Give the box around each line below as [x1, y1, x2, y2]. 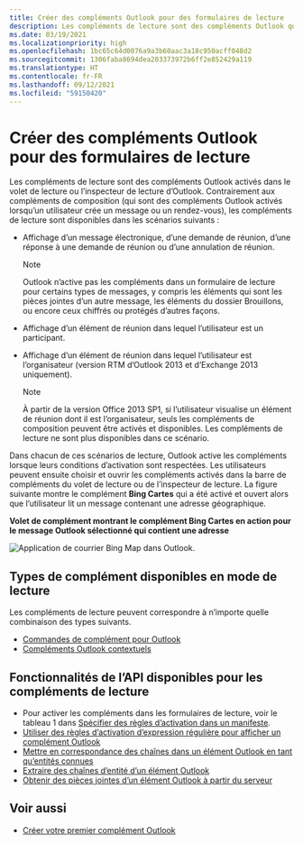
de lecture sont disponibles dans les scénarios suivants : [9, 215, 220, 225]
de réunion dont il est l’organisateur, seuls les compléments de [22, 414, 255, 425]
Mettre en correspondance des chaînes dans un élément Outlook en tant [22, 746, 293, 757]
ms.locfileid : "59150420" [9, 88, 106, 97]
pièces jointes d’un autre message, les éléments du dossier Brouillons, [22, 296, 284, 307]
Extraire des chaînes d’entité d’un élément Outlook [22, 766, 210, 776]
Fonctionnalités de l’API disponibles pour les [9, 669, 263, 685]
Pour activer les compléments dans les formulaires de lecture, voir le [22, 708, 278, 719]
